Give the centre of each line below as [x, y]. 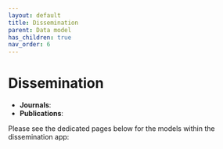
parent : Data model [40, 30]
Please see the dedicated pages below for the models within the [111, 129]
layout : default [34, 15]
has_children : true [40, 37]
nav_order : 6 [29, 45]
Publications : [41, 114]
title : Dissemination [43, 23]
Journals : [35, 105]
